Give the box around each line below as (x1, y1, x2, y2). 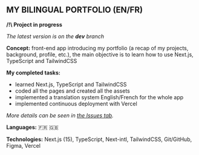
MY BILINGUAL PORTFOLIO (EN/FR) (6, 5, 143, 15)
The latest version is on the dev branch (6, 33, 105, 40)
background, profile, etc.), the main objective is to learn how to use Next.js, (6, 51, 194, 58)
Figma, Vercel (6, 142, 41, 149)
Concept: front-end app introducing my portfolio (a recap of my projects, (6, 44, 189, 51)
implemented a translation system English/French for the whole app (15, 93, 184, 101)
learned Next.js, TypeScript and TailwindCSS (15, 81, 127, 88)
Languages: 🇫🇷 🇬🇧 (6, 124, 59, 131)
